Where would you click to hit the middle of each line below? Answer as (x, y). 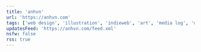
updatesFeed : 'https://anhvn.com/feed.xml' (61, 28)
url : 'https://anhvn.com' (38, 17)
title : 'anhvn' (25, 12)
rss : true (19, 39)
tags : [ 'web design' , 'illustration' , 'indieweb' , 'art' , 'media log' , (97, 23)
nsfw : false (21, 34)
